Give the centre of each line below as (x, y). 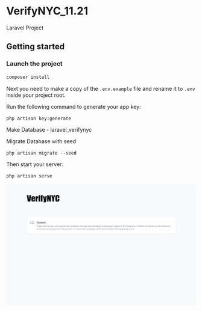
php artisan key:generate (39, 119)
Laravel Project (25, 28)
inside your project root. (36, 95)
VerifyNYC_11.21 (47, 11)
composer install (28, 77)
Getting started (36, 47)
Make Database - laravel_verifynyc (49, 129)
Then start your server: (35, 164)
